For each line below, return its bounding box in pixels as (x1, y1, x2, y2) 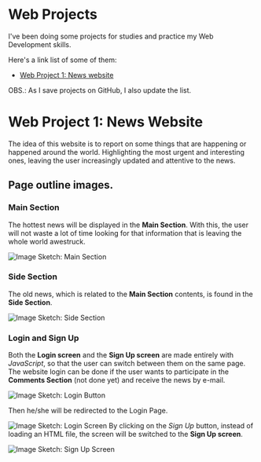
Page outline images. (8, 178, 114, 192)
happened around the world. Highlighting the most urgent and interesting (8, 147, 245, 156)
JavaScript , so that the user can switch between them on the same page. (8, 359, 246, 368)
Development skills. (8, 39, 72, 49)
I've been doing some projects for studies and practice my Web (8, 31, 214, 41)
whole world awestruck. (8, 236, 86, 246)
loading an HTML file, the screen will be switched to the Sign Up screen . (8, 430, 244, 439)
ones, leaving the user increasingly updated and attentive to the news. (8, 156, 236, 165)
